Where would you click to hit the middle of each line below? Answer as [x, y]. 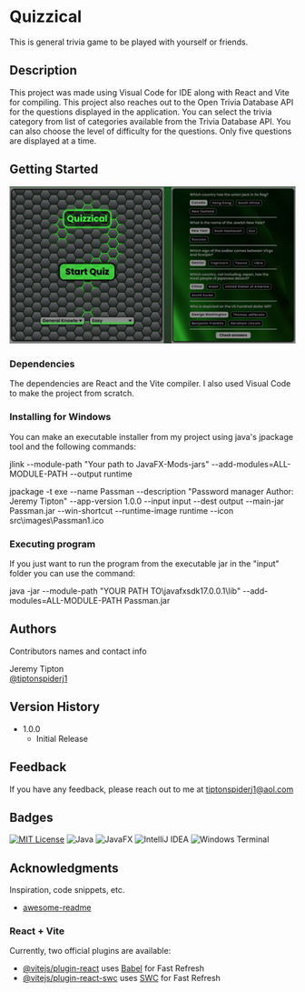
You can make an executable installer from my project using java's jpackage [151, 436]
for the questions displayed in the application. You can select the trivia [141, 112]
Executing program [53, 544]
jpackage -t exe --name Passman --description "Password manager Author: [152, 491]
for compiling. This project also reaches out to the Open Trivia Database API [152, 102]
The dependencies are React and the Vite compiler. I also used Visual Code [150, 384]
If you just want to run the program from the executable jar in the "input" [144, 564]
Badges [31, 817]
